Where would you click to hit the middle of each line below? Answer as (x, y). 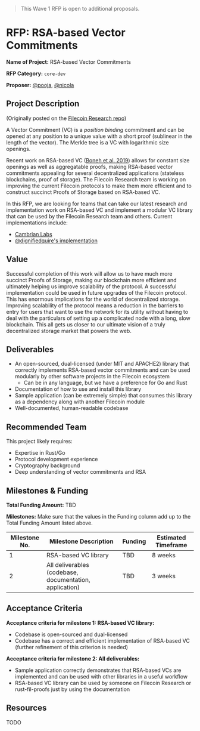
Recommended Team (46, 427)
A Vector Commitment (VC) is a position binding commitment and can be (95, 129)
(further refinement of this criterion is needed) (71, 647)
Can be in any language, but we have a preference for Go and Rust (105, 383)
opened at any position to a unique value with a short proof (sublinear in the (99, 136)
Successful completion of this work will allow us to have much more (89, 273)
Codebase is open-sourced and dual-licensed (71, 634)
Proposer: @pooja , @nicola (40, 85)
